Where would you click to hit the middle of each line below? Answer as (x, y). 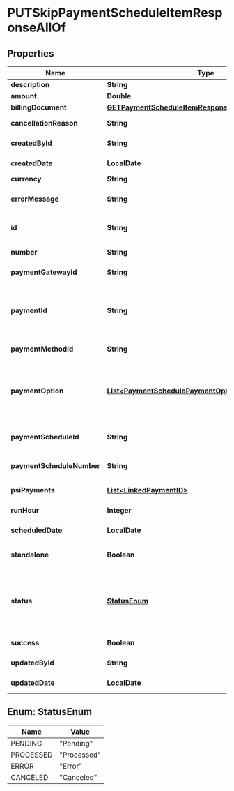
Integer (119, 510)
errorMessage (35, 199)
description (30, 85)
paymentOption (37, 391)
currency (26, 179)
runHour (25, 510)
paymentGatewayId (44, 272)
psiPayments (33, 490)
